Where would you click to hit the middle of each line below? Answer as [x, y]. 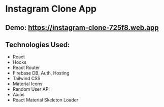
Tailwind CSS [26, 79]
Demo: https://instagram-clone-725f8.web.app [82, 28]
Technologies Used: [38, 44]
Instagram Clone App [51, 9]
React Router [26, 68]
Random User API [31, 89]
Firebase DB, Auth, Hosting [41, 73]
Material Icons [27, 84]
